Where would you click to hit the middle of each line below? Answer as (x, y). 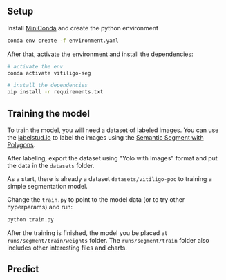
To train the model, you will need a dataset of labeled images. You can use (113, 130)
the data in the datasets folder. (51, 166)
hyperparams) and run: (40, 207)
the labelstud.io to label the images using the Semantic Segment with (105, 137)
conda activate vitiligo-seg (49, 73)
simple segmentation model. (47, 186)
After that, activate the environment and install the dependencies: (100, 54)
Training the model (48, 113)
